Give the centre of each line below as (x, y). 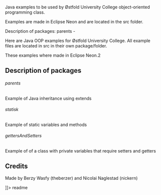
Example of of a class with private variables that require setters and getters (80, 151)
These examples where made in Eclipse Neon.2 (53, 55)
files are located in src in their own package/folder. (56, 46)
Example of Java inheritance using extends (48, 98)
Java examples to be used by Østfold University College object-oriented (78, 7)
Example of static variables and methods (46, 125)
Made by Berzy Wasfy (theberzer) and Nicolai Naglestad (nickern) (71, 178)
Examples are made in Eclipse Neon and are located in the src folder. (74, 22)
